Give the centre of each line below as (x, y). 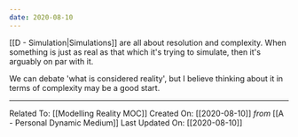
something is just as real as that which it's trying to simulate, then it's (135, 52)
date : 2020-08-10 (41, 17)
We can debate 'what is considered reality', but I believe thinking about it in (146, 78)
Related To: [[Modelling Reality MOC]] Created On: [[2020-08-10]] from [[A (146, 113)
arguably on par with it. (51, 61)
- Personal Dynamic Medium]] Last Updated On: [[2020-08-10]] (126, 122)
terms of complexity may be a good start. (85, 88)
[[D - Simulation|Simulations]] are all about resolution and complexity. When (148, 42)
